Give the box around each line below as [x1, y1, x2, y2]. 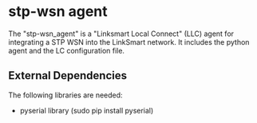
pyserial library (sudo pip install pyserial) [19, 105, 154, 115]
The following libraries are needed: [8, 90, 123, 100]
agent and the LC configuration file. [8, 46, 125, 55]
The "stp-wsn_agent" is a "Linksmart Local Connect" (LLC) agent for [8, 29, 234, 38]
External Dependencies [8, 69, 128, 82]
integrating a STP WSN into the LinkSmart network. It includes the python [8, 37, 250, 46]
